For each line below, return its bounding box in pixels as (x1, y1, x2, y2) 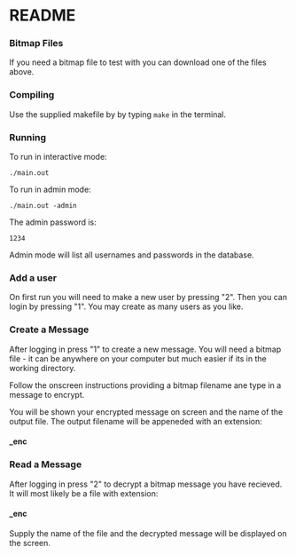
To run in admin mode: (9, 184, 91, 195)
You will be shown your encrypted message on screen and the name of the (9, 406, 284, 417)
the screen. (9, 537, 51, 548)
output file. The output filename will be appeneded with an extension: (9, 416, 263, 426)
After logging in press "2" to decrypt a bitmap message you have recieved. (9, 479, 283, 489)
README (9, 5, 76, 26)
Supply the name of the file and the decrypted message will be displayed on (9, 527, 287, 538)
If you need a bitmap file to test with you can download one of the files (9, 57, 268, 67)
